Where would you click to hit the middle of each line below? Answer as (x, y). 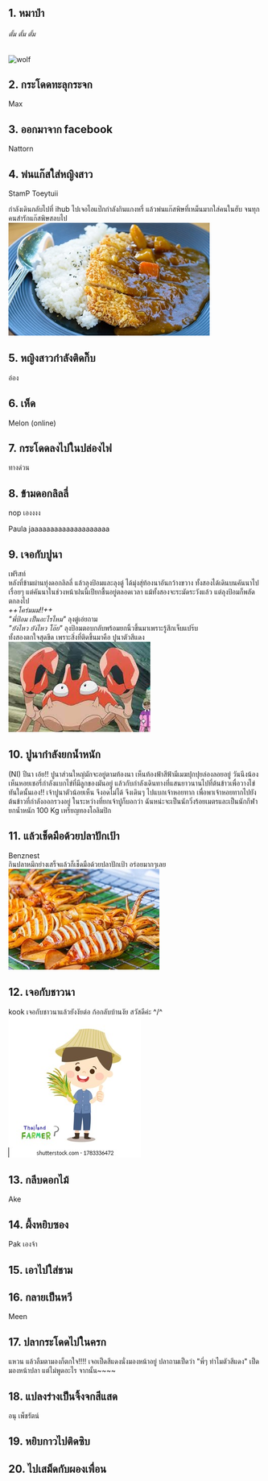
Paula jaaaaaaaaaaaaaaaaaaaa (59, 529)
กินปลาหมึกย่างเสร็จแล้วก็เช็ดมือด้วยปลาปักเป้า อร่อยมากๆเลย (87, 864)
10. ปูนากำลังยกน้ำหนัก (54, 755)
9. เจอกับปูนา (35, 554)
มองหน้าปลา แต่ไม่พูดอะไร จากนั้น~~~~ (62, 1371)
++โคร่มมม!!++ (31, 610)
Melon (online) (32, 423)
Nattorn (21, 149)
